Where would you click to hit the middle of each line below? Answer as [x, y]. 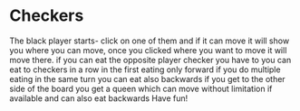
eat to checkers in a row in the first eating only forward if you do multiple [145, 69]
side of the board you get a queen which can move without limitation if [141, 88]
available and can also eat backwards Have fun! [99, 98]
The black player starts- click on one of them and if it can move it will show [150, 41]
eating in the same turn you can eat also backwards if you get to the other [147, 79]
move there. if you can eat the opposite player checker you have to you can [150, 60]
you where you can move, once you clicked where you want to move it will [148, 50]
